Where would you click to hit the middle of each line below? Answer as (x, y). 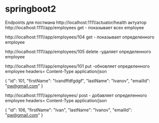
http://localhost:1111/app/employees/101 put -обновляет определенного (77, 66)
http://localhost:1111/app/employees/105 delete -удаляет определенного (78, 52)
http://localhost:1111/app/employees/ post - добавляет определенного (76, 95)
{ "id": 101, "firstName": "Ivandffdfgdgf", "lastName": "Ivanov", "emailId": (78, 81)
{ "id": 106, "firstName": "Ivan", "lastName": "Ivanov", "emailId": (69, 110)
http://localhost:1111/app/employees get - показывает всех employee (75, 27)
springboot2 (31, 9)
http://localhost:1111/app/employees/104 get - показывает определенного (80, 37)
